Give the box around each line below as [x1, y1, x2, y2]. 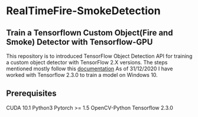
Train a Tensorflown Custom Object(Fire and [6, 28, 173, 38]
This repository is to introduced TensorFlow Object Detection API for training [6, 53, 193, 60]
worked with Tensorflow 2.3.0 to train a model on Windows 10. [6, 71, 158, 78]
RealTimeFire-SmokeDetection [6, 4, 161, 18]
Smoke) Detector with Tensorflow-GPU [6, 37, 153, 47]
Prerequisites [6, 89, 57, 99]
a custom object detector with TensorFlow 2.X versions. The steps [6, 59, 168, 66]
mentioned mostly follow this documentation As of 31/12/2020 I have [6, 65, 173, 72]
